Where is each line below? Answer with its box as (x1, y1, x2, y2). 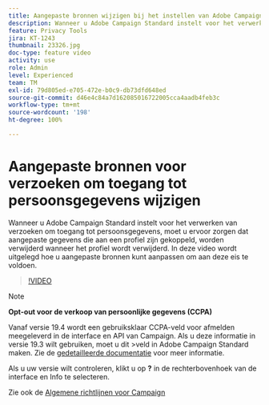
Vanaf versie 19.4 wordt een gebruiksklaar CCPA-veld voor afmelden (8, 322, 235, 332)
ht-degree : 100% (8, 116, 62, 124)
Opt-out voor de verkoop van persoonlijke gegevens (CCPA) (8, 307, 213, 316)
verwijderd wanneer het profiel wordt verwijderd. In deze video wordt (8, 243, 238, 253)
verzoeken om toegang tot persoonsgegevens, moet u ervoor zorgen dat (8, 226, 249, 236)
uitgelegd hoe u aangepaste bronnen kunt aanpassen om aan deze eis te (8, 251, 249, 261)
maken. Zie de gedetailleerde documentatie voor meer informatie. (8, 347, 225, 357)
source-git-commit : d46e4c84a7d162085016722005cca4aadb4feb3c (8, 94, 220, 102)
